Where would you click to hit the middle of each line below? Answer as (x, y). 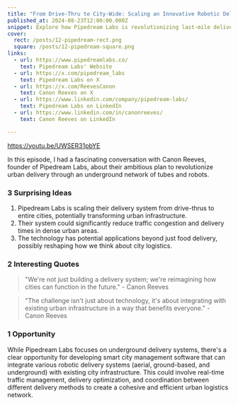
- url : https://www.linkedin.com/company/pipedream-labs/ (101, 100)
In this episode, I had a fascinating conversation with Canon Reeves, (107, 159)
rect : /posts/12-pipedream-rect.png (68, 40)
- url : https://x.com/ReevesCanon (64, 86)
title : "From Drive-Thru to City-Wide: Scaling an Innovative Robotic (114, 14)
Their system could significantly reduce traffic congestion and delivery (121, 223)
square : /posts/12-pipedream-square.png (74, 47)
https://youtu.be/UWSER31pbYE (54, 145)
